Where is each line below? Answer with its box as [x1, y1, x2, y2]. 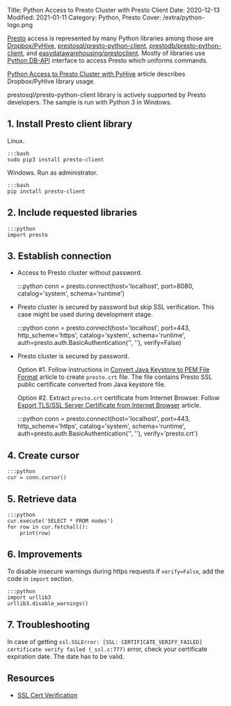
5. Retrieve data [7, 493, 77, 505]
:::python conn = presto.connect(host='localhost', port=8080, [17, 282, 194, 291]
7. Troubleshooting [7, 619, 90, 631]
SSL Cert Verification [17, 691, 78, 699]
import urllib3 [7, 594, 51, 601]
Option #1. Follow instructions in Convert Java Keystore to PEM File [17, 365, 210, 374]
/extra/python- [162, 13, 205, 22]
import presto [7, 231, 49, 239]
